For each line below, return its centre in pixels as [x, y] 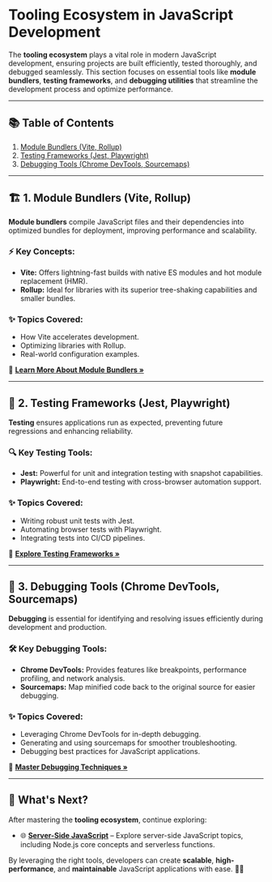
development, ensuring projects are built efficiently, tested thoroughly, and [133, 63]
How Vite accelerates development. [79, 337]
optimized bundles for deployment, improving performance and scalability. [133, 230]
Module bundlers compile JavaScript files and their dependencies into [126, 221]
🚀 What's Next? [49, 800]
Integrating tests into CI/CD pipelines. [83, 537]
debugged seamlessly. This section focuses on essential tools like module [132, 71]
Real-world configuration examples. [80, 354]
